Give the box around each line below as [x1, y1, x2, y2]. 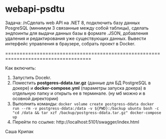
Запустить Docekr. [12, 74, 52, 80]
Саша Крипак [5, 128, 34, 134]
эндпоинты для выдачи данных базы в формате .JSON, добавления [5, 30, 149, 36]
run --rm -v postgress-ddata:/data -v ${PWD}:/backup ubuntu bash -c [12, 106, 160, 111]
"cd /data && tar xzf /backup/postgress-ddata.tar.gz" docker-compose [12, 110, 162, 115]
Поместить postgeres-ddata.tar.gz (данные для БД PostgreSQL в [12, 80, 151, 86]
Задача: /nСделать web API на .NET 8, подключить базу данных [5, 20, 140, 26]
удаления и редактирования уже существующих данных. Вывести [5, 35, 146, 41]
